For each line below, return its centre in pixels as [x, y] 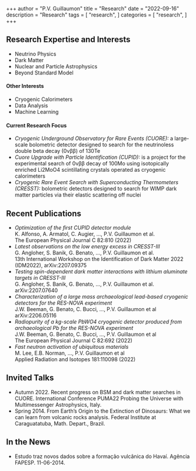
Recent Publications [44, 213]
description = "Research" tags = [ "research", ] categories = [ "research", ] [97, 15]
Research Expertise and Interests [68, 40]
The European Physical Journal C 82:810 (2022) [73, 240]
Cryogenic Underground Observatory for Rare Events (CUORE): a [94, 139]
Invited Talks [30, 378]
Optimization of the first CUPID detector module [73, 228]
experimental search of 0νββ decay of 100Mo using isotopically [92, 163]
